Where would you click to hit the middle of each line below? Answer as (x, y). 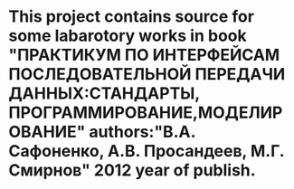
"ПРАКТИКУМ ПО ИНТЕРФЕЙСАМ (144, 55)
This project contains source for (132, 17)
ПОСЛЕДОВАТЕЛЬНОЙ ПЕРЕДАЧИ (147, 75)
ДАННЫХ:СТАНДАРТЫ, (104, 94)
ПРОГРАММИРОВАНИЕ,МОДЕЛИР (146, 113)
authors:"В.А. (142, 132)
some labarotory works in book (128, 36)
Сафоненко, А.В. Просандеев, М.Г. (147, 151)
